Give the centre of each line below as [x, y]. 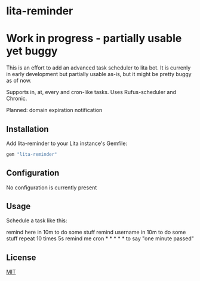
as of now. [19, 81]
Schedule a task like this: [37, 220]
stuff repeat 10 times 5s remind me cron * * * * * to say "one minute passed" [100, 238]
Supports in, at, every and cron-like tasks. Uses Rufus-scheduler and [91, 92]
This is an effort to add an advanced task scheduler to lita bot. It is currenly [99, 68]
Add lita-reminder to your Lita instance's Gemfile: [67, 143]
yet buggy [32, 51]
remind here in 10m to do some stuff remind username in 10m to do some [96, 232]
